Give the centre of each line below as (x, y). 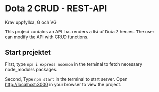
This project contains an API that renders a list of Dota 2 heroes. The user (80, 31)
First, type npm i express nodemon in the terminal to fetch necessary (74, 64)
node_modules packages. (31, 69)
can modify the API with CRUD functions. (47, 37)
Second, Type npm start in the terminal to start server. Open (66, 79)
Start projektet (28, 52)
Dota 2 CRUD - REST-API (56, 9)
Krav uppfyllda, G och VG (31, 22)
